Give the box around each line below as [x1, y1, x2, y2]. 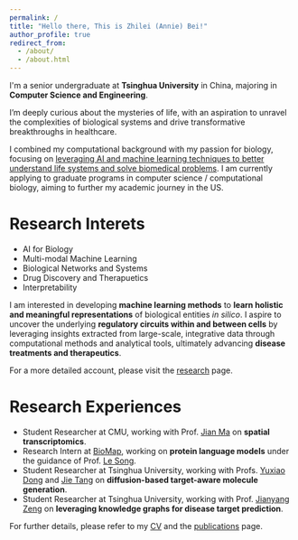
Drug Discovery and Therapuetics [22, 272, 149, 283]
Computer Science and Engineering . [9, 89, 149, 100]
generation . [22, 484, 68, 495]
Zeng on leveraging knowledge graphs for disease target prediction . [22, 503, 284, 514]
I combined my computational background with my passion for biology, [9, 144, 274, 154]
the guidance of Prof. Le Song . [22, 455, 137, 466]
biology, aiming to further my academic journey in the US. [9, 182, 224, 192]
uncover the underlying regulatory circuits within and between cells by [9, 318, 278, 330]
